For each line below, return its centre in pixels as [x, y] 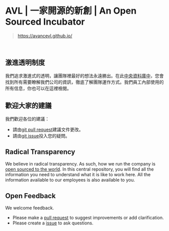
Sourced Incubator [45, 22]
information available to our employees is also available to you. [70, 180]
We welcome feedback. [30, 208]
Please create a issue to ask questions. [53, 223]
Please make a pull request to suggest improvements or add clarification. [88, 218]
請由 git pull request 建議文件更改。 [48, 129]
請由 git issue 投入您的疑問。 [41, 136]
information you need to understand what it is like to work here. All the [78, 175]
